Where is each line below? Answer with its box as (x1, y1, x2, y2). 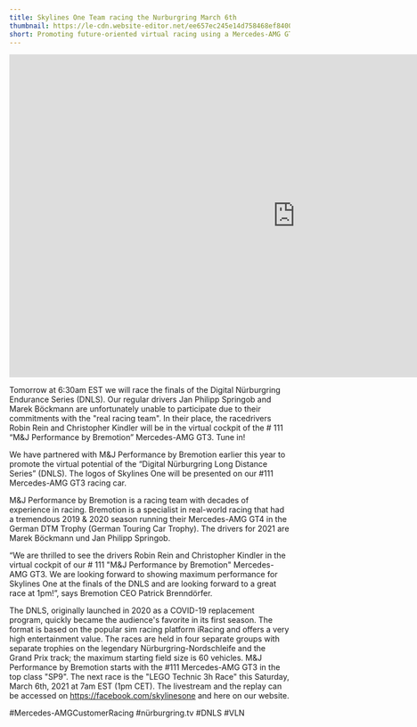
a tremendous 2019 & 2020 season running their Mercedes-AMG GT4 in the (9, 514, 288, 525)
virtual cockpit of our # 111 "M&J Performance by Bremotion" (9, 560, 232, 570)
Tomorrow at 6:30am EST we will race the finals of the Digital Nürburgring (9, 385, 281, 396)
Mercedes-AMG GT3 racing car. (9, 478, 127, 488)
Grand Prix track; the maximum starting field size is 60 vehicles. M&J (9, 652, 263, 664)
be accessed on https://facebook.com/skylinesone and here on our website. (9, 690, 290, 701)
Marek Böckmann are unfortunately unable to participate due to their (9, 404, 261, 414)
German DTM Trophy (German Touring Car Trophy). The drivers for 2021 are (9, 523, 290, 535)
